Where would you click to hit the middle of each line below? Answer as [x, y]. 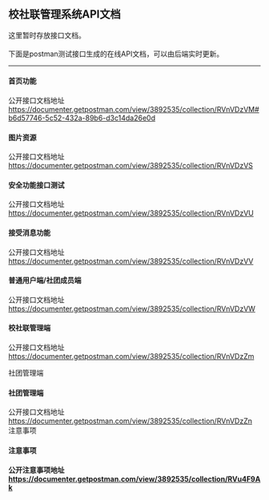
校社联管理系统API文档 [65, 14]
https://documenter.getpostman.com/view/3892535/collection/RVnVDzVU [131, 213]
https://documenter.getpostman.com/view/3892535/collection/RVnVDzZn [130, 421]
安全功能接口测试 [36, 185]
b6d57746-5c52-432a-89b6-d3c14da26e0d [82, 118]
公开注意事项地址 [36, 470]
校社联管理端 [29, 328]
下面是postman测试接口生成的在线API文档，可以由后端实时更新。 [116, 54]
